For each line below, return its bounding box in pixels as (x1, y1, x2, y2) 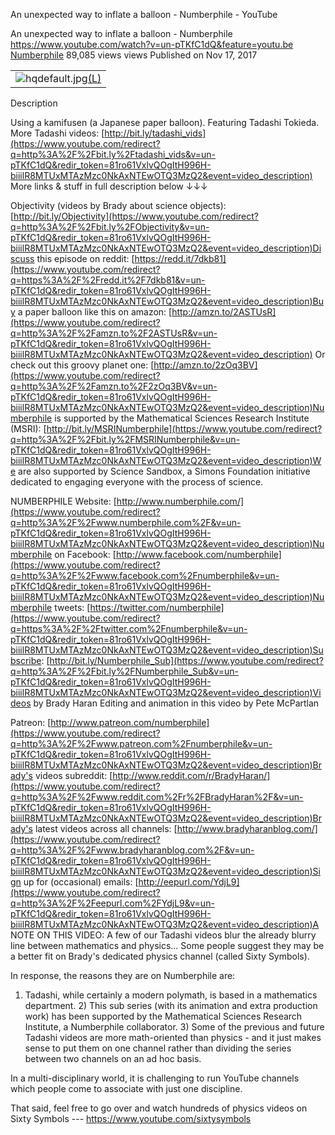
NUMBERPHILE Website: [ (10, 495, 117, 507)
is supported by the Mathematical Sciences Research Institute (54, 412, 310, 424)
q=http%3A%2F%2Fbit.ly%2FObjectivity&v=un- (10, 221, 210, 233)
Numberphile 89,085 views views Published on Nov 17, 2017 (10, 49, 258, 61)
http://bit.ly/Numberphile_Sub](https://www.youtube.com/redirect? (49, 655, 324, 666)
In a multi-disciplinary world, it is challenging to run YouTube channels (10, 1072, 300, 1084)
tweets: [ (54, 602, 91, 613)
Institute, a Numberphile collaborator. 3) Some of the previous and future (24, 1021, 325, 1033)
